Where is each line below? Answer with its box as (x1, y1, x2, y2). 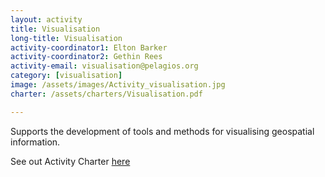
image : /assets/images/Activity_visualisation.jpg (10, 80, 226, 90)
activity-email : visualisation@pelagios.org (10, 61, 199, 71)
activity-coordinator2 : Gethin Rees (10, 52, 163, 62)
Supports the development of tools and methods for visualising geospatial (10, 125, 315, 137)
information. (10, 136, 61, 148)
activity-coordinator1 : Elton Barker (10, 42, 168, 53)
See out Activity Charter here (10, 155, 131, 167)
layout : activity (10, 14, 83, 25)
